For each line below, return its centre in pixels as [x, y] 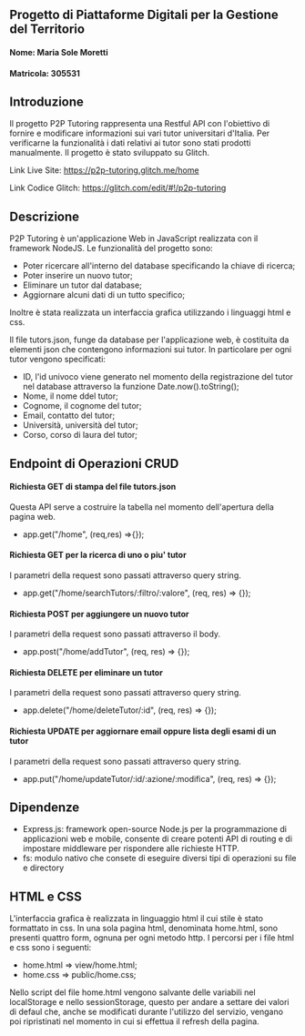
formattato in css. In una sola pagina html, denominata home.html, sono [144, 929]
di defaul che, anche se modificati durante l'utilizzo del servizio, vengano [147, 1012]
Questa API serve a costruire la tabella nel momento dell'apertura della [142, 507]
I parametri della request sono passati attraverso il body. [115, 634]
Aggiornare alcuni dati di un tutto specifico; [103, 295]
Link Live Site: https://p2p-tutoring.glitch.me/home [104, 170]
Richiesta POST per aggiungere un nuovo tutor [99, 614]
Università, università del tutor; [80, 425]
